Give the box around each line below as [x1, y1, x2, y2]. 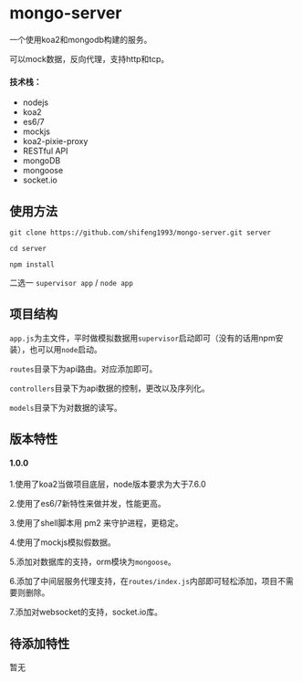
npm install [9, 259, 55, 269]
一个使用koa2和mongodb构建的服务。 [9, 34, 152, 45]
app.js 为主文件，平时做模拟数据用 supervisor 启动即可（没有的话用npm [9, 332, 276, 343]
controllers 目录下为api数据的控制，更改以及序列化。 [9, 382, 210, 393]
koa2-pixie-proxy [22, 136, 89, 147]
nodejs [22, 97, 48, 108]
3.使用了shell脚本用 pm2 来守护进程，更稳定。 [9, 518, 184, 529]
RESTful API [22, 145, 68, 157]
